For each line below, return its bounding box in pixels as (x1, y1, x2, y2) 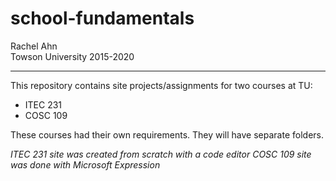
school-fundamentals (10, 7, 195, 30)
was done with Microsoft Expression (10, 158, 161, 171)
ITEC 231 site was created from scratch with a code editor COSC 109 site (10, 148, 312, 160)
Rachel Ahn (10, 40, 58, 52)
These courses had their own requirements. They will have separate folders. (10, 128, 324, 141)
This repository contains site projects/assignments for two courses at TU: (10, 79, 313, 91)
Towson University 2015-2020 (10, 50, 135, 62)
